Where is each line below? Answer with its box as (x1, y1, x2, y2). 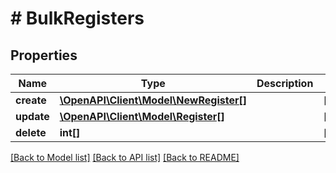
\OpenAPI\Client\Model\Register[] (59, 110, 225, 123)
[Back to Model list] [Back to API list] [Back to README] (10, 152, 240, 163)
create (15, 93, 47, 107)
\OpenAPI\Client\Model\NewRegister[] (59, 93, 247, 107)
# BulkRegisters (10, 7, 145, 30)
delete (15, 126, 47, 139)
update (15, 110, 50, 123)
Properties (10, 47, 78, 64)
